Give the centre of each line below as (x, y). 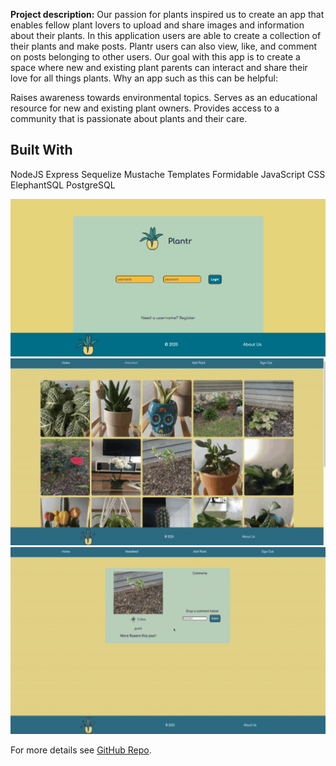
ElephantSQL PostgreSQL (63, 185)
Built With (41, 150)
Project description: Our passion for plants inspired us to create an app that (167, 14)
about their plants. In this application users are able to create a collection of (166, 35)
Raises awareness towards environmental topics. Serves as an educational (164, 97)
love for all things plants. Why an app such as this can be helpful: (144, 78)
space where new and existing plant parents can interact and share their (159, 67)
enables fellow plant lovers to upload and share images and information (157, 25)
